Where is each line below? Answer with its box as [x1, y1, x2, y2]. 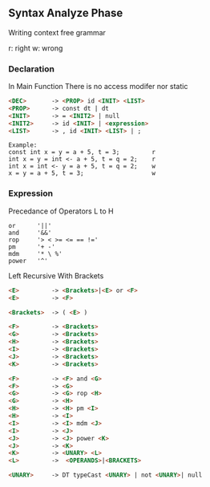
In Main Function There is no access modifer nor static [8, 82, 188, 91]
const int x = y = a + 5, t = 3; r [8, 148, 156, 156]
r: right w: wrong [8, 43, 63, 53]
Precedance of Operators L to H [8, 206, 114, 216]
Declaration [8, 63, 55, 75]
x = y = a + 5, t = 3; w [8, 169, 156, 177]
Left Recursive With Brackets [8, 270, 104, 280]
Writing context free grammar [8, 27, 107, 37]
